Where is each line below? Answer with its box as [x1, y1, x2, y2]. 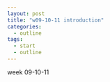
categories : [7, 23, 42, 30]
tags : [7, 36, 23, 43]
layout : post [7, 10, 45, 17]
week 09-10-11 [7, 67, 49, 76]
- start [13, 42, 36, 49]
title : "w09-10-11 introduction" [7, 17, 104, 24]
